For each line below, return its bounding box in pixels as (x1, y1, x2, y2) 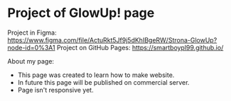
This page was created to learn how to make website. (17, 71, 175, 79)
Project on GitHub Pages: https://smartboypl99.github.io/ (56, 43, 224, 52)
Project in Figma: (7, 28, 57, 37)
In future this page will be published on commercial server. (17, 78, 190, 86)
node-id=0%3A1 (7, 43, 55, 52)
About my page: (7, 57, 55, 65)
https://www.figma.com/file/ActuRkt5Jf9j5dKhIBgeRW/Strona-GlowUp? (7, 35, 217, 44)
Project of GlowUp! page (7, 5, 155, 21)
